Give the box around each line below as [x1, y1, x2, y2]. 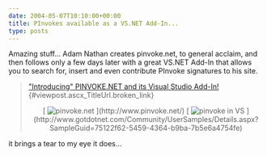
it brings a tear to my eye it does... [8, 139, 122, 149]
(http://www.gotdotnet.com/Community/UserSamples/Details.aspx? [33, 115, 259, 124]
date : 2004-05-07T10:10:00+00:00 [8, 11, 121, 20]
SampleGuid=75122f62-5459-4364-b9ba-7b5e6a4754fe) [49, 123, 243, 133]
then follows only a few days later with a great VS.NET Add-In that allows [8, 57, 252, 67]
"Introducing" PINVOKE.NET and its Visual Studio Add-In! [28, 82, 219, 91]
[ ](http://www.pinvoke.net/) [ [42, 106, 190, 116]
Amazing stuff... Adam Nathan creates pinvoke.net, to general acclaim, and [8, 49, 258, 59]
